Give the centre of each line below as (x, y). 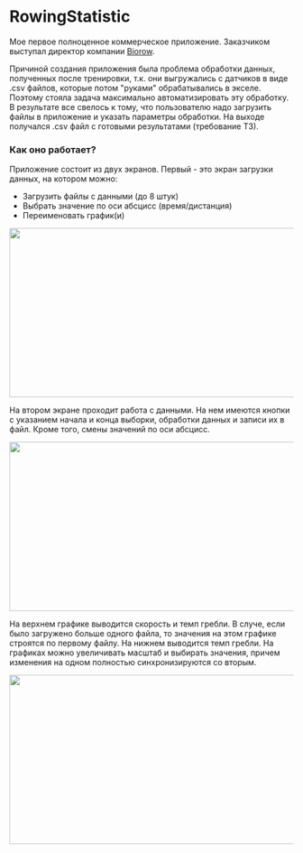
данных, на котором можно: (64, 179)
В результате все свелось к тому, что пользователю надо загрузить (141, 107)
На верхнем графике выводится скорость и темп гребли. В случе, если (147, 624)
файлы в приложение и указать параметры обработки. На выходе (137, 116)
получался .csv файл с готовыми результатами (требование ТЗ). (134, 126)
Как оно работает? (53, 149)
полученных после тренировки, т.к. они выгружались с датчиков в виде (149, 78)
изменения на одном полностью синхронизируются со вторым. (133, 663)
